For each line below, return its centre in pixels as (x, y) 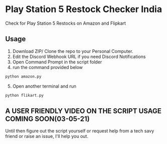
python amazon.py (23, 77)
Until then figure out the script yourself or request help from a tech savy (80, 131)
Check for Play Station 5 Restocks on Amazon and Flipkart (66, 23)
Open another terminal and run (44, 86)
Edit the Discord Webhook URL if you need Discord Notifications (79, 56)
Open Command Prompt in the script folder (57, 62)
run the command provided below (48, 67)
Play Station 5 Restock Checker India (84, 9)
